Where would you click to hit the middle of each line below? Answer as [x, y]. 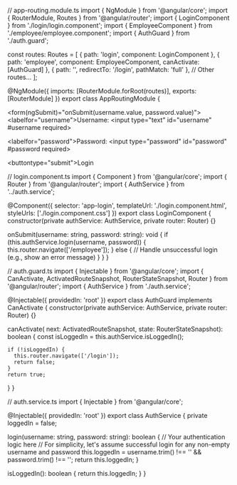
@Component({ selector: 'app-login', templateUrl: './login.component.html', [117, 205]
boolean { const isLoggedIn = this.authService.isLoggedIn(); [95, 337]
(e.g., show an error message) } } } [58, 257]
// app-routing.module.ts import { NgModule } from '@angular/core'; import [117, 10]
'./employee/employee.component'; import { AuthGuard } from [99, 33]
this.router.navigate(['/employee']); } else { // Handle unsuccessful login [113, 250]
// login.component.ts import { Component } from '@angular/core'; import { [117, 177]
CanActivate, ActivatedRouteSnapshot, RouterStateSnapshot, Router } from [117, 279]
